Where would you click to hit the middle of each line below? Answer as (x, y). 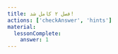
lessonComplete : (37, 33)
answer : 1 (35, 40)
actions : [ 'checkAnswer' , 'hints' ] (60, 20)
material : (22, 27)
